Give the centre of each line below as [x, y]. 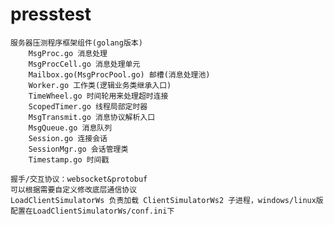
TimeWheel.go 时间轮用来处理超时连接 [98, 96]
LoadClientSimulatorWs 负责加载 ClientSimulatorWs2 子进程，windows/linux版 [167, 200]
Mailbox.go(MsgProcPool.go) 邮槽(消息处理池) [119, 74]
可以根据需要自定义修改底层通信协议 [74, 189]
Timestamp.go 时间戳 [69, 159]
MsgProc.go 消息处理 [68, 53]
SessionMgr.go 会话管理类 [78, 149]
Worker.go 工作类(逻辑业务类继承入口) [100, 85]
